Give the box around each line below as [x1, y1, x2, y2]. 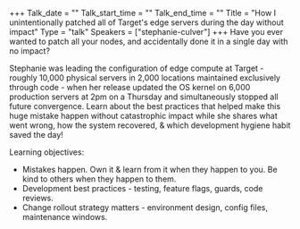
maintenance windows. [21, 212, 108, 222]
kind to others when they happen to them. [21, 174, 177, 184]
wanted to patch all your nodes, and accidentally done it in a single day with [9, 36, 288, 47]
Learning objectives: [9, 147, 85, 157]
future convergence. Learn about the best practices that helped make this [9, 101, 281, 111]
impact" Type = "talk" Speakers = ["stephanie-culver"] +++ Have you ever [9, 27, 284, 37]
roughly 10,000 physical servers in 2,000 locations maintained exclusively [9, 72, 281, 83]
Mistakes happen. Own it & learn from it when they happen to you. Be [21, 165, 279, 174]
